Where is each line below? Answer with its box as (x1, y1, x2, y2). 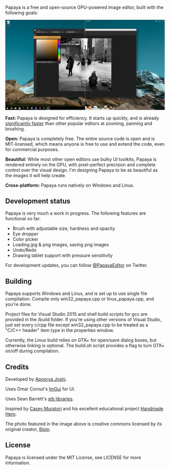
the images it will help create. (5, 172, 67, 178)
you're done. (5, 301, 32, 308)
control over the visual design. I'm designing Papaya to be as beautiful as (5, 167, 158, 173)
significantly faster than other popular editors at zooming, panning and (5, 120, 153, 126)
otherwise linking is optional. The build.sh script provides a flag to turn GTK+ (5, 343, 165, 349)
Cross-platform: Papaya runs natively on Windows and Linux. (5, 182, 135, 188)
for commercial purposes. (5, 146, 59, 152)
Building (5, 277, 32, 286)
